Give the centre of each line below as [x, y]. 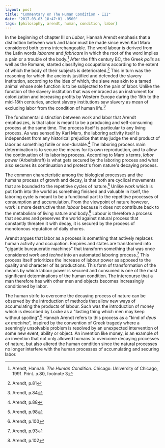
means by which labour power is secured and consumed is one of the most [81, 270]
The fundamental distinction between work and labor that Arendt [71, 117]
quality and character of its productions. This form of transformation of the [81, 265]
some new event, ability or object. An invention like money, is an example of [82, 333]
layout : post [18, 10]
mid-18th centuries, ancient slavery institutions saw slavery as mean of [77, 102]
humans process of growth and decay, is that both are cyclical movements [80, 180]
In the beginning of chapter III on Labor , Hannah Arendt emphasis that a [78, 37]
